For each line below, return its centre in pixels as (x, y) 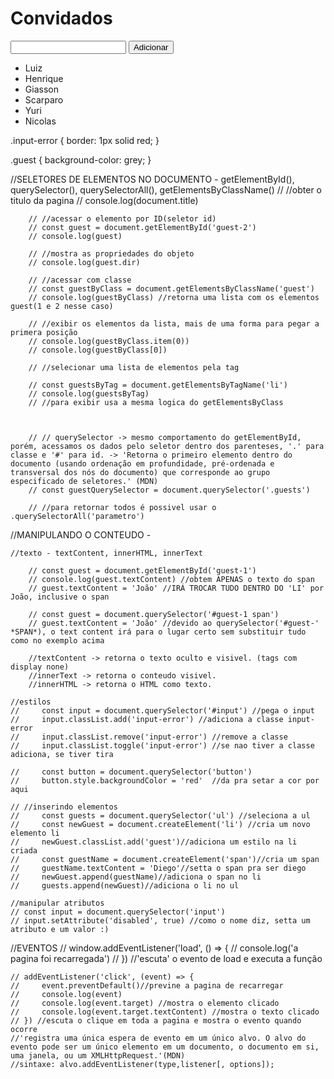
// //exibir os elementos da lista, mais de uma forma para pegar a (174, 323)
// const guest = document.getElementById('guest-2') (142, 227)
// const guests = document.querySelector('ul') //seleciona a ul (160, 815)
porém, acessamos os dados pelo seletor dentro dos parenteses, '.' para (167, 446)
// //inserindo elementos (64, 807)
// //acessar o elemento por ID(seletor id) (122, 218)
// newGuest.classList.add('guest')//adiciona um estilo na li (154, 842)
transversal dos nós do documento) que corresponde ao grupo (140, 472)
